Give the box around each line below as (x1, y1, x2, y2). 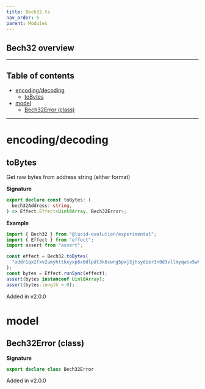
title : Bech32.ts (6, 9, 51, 15)
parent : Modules (6, 20, 48, 26)
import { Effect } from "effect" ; (6, 237, 95, 243)
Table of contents (6, 71, 74, 81)
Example (6, 219, 29, 226)
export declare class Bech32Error (6, 366, 95, 372)
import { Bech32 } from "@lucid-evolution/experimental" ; (6, 231, 157, 237)
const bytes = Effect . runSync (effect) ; (6, 270, 108, 276)
